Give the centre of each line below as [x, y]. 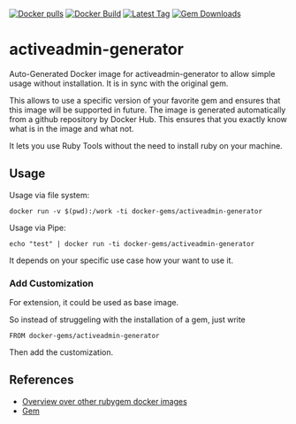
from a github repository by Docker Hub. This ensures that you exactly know [148, 119]
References [42, 380]
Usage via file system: [49, 195]
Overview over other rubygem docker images [104, 401]
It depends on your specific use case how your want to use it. [121, 260]
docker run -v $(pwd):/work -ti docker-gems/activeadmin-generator [136, 211]
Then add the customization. [61, 352]
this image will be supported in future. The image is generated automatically [148, 110]
